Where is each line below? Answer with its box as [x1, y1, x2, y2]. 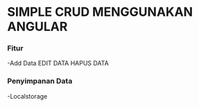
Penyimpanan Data [7, 77, 73, 86]
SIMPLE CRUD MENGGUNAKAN [7, 4, 193, 20]
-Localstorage [7, 92, 48, 100]
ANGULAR [7, 19, 68, 35]
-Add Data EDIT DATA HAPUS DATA [7, 59, 109, 68]
